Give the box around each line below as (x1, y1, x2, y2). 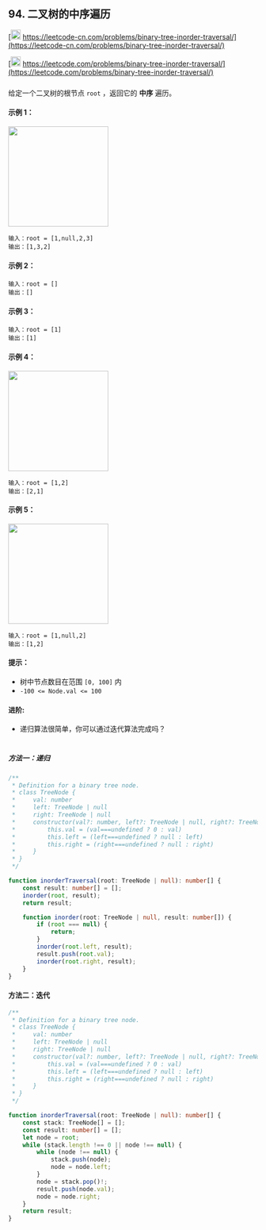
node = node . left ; (50, 1163, 112, 1171)
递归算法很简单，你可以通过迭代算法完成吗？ (19, 725, 166, 734)
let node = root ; (22, 1133, 80, 1141)
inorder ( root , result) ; (22, 891, 101, 899)
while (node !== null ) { (36, 1148, 119, 1156)
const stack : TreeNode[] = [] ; (22, 1118, 126, 1127)
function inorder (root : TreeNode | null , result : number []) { (22, 913, 232, 921)
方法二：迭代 (8, 990, 50, 1000)
